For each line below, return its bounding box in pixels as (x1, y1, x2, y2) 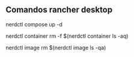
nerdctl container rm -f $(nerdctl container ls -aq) (5, 32, 129, 40)
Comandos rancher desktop (5, 5, 112, 15)
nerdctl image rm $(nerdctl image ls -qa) (5, 44, 106, 51)
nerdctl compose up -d (5, 20, 62, 28)
